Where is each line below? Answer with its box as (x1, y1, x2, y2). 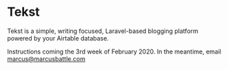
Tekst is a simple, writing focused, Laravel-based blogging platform (7, 27, 198, 35)
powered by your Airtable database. (7, 34, 109, 42)
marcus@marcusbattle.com (7, 54, 86, 62)
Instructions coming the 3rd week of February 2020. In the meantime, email (7, 47, 222, 56)
